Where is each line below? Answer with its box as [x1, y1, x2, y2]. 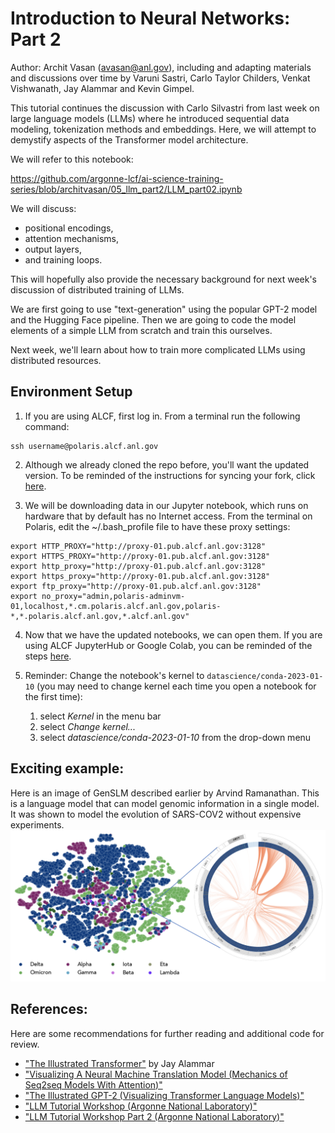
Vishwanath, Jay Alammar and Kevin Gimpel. [10, 82, 195, 94]
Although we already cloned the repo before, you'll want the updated [24, 458, 310, 471]
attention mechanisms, [24, 232, 119, 244]
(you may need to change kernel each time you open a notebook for [36, 680, 317, 692]
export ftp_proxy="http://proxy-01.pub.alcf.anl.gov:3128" [10, 581, 262, 591]
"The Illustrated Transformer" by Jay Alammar [24, 1057, 215, 1069]
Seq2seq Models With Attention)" [24, 1078, 163, 1091]
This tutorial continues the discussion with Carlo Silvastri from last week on [10, 102, 320, 114]
